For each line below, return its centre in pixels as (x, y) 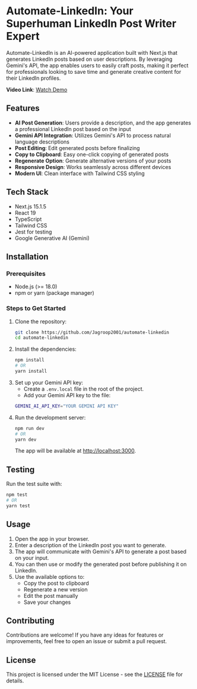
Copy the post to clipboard (56, 583)
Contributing (30, 621)
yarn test (18, 506)
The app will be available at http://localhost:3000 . (75, 451)
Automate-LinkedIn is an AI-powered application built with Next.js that (92, 52)
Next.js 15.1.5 (30, 206)
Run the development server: (50, 417)
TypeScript (28, 219)
